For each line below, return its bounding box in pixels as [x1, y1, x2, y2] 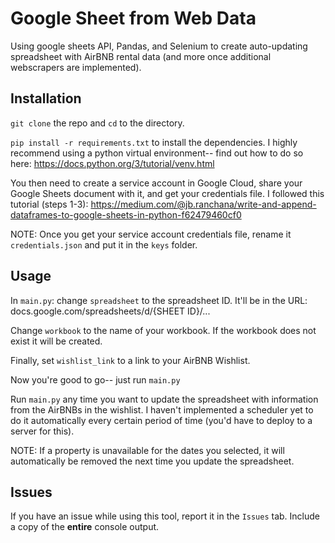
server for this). [10, 425, 75, 437]
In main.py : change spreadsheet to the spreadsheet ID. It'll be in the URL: [10, 294, 308, 306]
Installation [10, 90, 82, 107]
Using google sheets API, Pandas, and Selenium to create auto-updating [10, 40, 308, 52]
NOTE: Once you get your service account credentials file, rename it [10, 228, 292, 240]
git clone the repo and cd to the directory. [10, 117, 185, 129]
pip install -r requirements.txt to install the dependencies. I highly [10, 136, 298, 148]
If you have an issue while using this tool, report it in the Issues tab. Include [10, 510, 321, 522]
